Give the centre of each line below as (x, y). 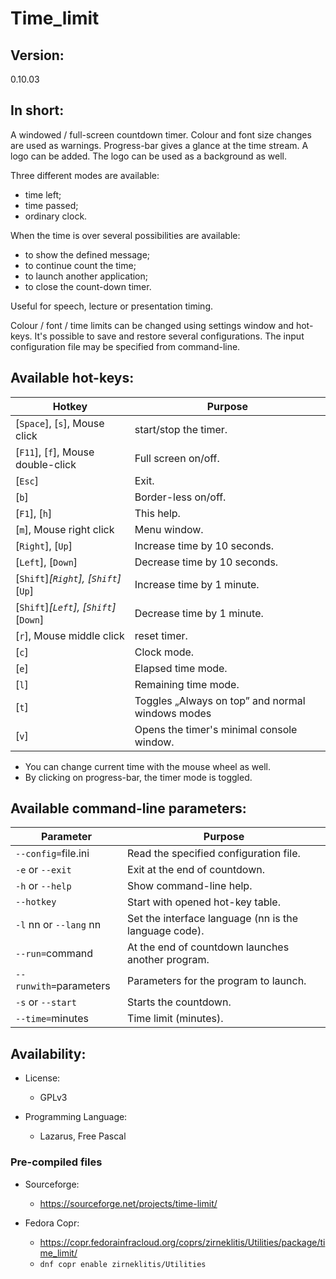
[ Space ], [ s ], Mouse (60, 423)
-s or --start (46, 1002)
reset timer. (161, 635)
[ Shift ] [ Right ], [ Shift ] (68, 578)
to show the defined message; (87, 254)
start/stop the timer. (181, 429)
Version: (37, 55)
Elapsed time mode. (181, 668)
